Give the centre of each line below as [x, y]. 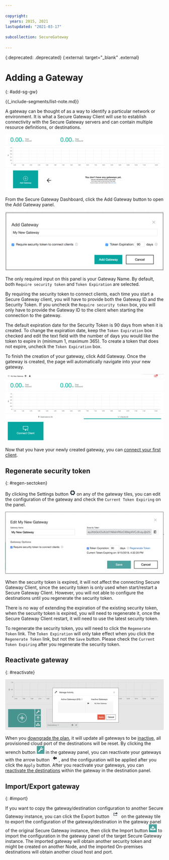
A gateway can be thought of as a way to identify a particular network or [80, 111]
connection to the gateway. [33, 316]
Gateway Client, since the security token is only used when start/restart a [81, 588]
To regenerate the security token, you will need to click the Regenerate [78, 629]
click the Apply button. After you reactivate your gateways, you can [75, 765]
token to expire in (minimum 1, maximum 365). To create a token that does [82, 341]
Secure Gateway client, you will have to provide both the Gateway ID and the [84, 299]
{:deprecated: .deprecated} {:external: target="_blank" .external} [72, 57]
